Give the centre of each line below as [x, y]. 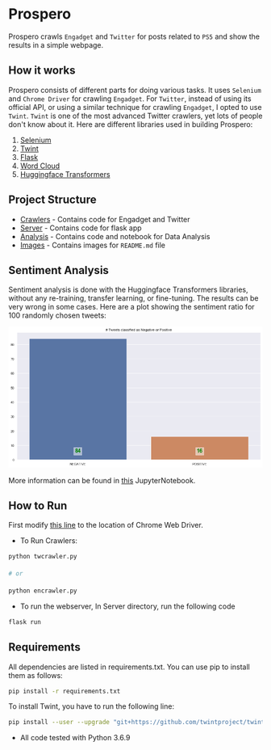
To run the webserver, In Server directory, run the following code [127, 606]
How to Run [38, 506]
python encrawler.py [43, 591]
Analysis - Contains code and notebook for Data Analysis [115, 236]
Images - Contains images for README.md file [92, 245]
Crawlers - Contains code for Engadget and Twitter [105, 219]
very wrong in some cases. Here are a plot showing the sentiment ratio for [132, 307]
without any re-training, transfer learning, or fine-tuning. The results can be [133, 298]
